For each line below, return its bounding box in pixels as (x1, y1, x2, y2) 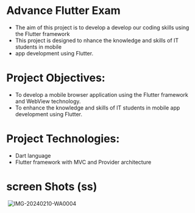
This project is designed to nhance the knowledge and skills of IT (15, 37, 179, 44)
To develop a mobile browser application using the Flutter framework (15, 91, 189, 98)
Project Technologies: (6, 132, 120, 146)
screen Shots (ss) (6, 180, 97, 194)
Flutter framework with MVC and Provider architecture (15, 158, 152, 166)
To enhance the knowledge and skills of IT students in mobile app (15, 104, 180, 111)
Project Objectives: (6, 71, 105, 85)
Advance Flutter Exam (6, 4, 121, 18)
